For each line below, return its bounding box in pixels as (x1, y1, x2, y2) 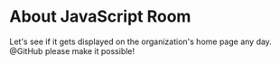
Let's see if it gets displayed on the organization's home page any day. (9, 36, 273, 47)
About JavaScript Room (9, 6, 191, 27)
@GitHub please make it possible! (9, 45, 135, 56)
